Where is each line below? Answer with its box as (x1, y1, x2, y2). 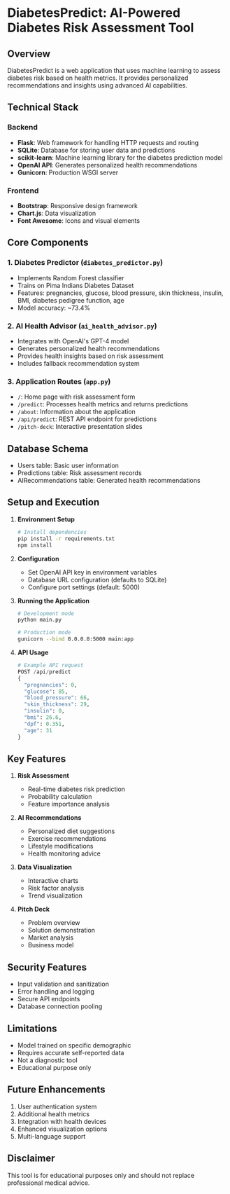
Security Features (7, 961, 87, 973)
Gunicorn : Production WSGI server (17, 168, 119, 177)
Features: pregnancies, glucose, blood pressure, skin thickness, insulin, (17, 289, 224, 297)
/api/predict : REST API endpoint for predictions (17, 415, 157, 423)
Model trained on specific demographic (17, 1041, 131, 1049)
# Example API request (17, 662, 84, 669)
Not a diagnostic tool (17, 1056, 78, 1064)
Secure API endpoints (17, 995, 80, 1003)
